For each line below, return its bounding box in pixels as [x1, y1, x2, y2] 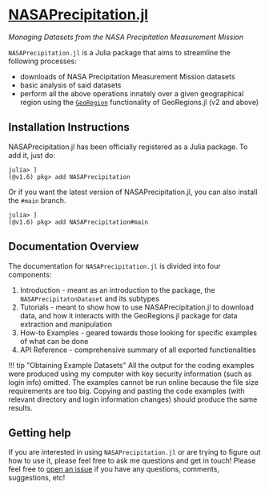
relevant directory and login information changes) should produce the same [8, 395, 258, 404]
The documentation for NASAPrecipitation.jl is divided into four [8, 261, 222, 270]
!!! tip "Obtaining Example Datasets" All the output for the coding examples [8, 360, 255, 370]
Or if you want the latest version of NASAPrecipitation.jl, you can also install [8, 187, 258, 196]
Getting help [8, 426, 71, 439]
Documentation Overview [8, 240, 139, 253]
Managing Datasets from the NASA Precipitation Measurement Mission [8, 32, 244, 42]
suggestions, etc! [8, 473, 66, 483]
